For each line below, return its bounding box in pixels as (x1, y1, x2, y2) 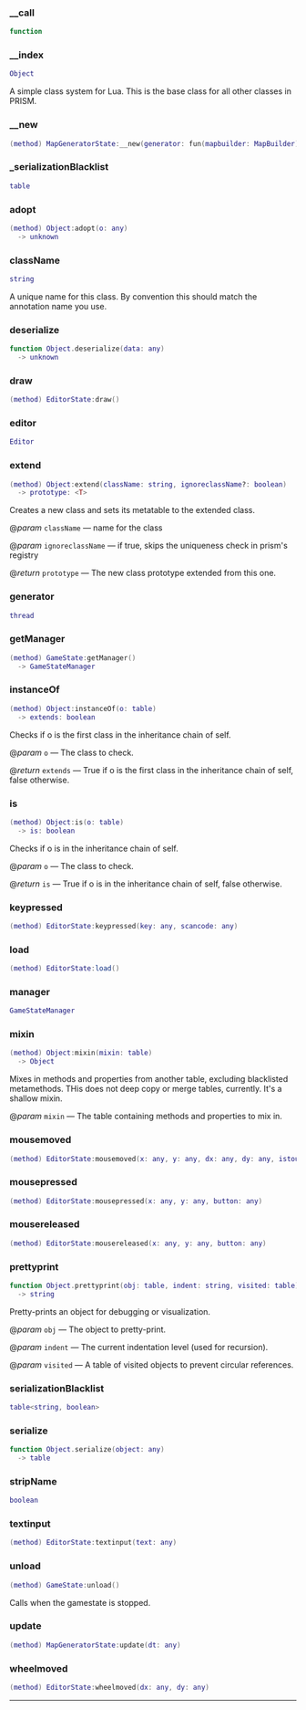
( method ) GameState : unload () (9, 1580, 120, 1589)
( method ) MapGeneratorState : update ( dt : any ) (9, 1641, 181, 1650)
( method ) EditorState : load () (9, 964, 120, 973)
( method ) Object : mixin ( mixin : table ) (9, 1048, 153, 1058)
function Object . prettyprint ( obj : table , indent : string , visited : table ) (9, 1281, 300, 1291)
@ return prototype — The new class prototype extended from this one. (9, 568, 276, 579)
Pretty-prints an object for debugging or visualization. (9, 1306, 211, 1317)
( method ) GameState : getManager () (9, 653, 137, 663)
